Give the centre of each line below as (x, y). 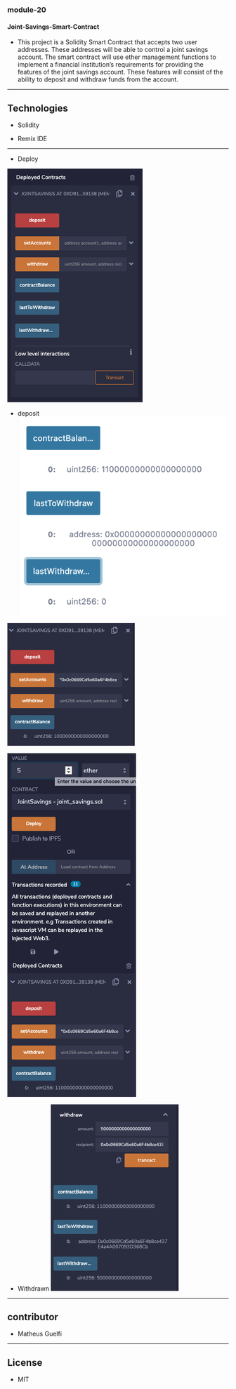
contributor (33, 1317)
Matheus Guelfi (39, 1334)
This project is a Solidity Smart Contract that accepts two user (107, 42)
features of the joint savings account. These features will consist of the (120, 72)
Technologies (38, 108)
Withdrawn (33, 1288)
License (25, 1363)
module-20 (27, 10)
